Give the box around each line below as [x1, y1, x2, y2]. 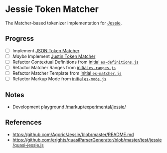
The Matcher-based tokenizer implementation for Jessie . [5, 20, 122, 26]
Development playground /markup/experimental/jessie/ [12, 104, 126, 110]
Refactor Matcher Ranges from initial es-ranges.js [12, 64, 116, 70]
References [5, 118, 42, 127]
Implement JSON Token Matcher [12, 47, 80, 53]
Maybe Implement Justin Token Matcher [12, 53, 96, 59]
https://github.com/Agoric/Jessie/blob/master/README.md [12, 131, 134, 138]
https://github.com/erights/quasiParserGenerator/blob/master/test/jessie [12, 137, 162, 143]
